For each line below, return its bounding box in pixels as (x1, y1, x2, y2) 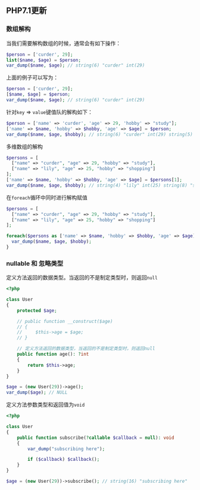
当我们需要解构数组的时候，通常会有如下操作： (6, 39, 121, 46)
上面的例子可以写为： (6, 74, 58, 81)
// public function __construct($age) (17, 318, 113, 324)
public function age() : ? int (17, 351, 89, 357)
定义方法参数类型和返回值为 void (6, 401, 85, 409)
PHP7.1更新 (6, 5, 47, 16)
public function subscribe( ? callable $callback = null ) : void (17, 435, 174, 441)
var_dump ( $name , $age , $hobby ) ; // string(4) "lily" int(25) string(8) (6, 182, 187, 189)
